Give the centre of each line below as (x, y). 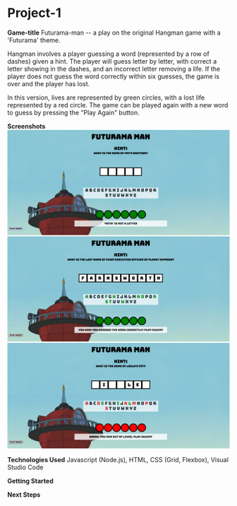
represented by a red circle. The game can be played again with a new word (118, 105)
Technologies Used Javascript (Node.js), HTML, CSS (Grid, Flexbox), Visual (118, 459)
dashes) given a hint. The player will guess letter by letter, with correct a (112, 61)
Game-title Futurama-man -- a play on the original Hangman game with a (114, 33)
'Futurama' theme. (34, 40)
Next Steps (24, 494)
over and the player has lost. (49, 83)
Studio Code (25, 467)
